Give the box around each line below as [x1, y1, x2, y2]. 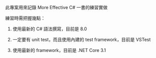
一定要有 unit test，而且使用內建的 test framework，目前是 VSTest [12, 37, 151, 42]
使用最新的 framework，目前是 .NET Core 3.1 [12, 47, 106, 53]
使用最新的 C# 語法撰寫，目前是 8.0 [12, 26, 87, 32]
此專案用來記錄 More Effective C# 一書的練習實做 [5, 5, 108, 10]
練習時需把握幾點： [5, 15, 46, 21]
